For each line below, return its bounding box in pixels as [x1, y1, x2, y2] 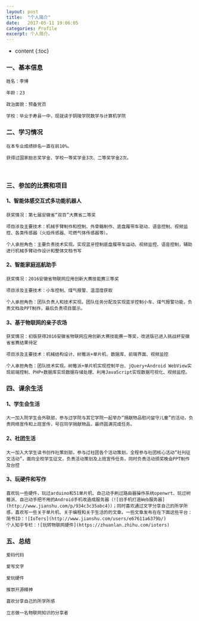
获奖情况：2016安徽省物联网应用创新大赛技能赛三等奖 [6, 276, 119, 282]
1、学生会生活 [6, 400, 41, 407]
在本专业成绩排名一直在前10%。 [6, 143, 73, 149]
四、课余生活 [6, 384, 43, 393]
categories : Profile [6, 25, 58, 32]
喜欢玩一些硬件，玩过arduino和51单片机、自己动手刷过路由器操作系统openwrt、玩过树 [6, 490, 191, 496]
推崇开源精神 [6, 587, 33, 593]
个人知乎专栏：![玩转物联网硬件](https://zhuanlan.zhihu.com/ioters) [6, 522, 170, 528]
